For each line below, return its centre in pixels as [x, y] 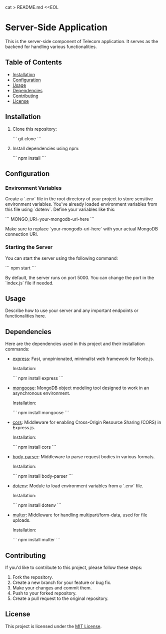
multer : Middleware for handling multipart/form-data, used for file [80, 515]
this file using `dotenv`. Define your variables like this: [60, 209]
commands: [17, 349]
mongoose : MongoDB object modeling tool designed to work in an [80, 388]
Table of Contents [34, 62]
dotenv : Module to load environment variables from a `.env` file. [78, 486]
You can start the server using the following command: [62, 258]
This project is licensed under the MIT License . [53, 626]
